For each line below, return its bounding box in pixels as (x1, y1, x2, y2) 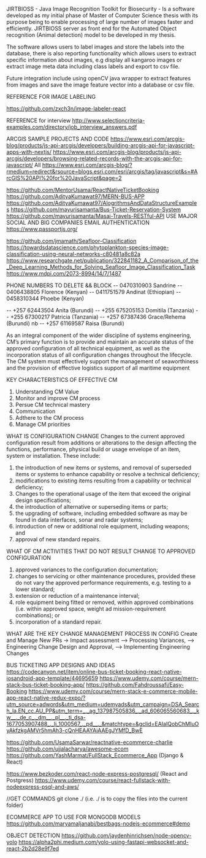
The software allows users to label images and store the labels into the (6, 43, 185, 50)
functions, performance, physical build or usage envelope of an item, (6, 446, 181, 453)
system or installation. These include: (6, 452, 101, 459)
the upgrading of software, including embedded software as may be (15, 509, 188, 517)
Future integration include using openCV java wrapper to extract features (6, 75, 191, 82)
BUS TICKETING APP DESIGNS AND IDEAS (6, 662, 115, 668)
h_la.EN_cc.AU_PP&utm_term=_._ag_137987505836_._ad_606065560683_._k (6, 707, 200, 714)
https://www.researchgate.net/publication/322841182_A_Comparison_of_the (6, 257, 199, 264)
